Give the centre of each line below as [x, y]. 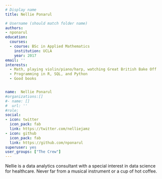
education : [16, 37]
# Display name [21, 10]
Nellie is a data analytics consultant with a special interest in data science [80, 166]
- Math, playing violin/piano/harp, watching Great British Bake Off [83, 69]
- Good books [23, 79]
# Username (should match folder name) [46, 23]
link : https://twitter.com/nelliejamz [50, 129]
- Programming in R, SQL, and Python [49, 74]
